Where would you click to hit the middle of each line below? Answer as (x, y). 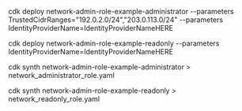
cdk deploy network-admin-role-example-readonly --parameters (114, 43)
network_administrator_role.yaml (61, 75)
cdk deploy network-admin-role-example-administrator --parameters (121, 11)
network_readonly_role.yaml (54, 99)
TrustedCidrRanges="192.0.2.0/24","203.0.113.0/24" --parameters (116, 20)
